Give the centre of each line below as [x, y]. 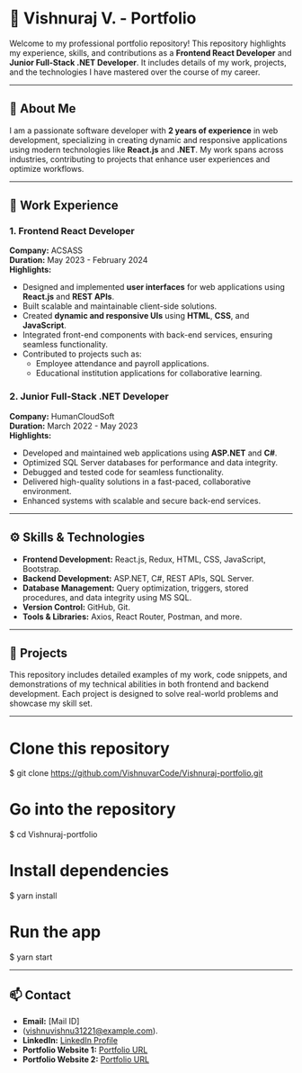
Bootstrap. [41, 568]
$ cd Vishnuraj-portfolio [53, 834]
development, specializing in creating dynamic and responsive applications [148, 140]
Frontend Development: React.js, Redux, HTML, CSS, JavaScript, [144, 559]
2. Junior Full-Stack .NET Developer [89, 397]
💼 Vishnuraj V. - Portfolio [103, 18]
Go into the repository [93, 810]
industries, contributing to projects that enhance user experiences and [140, 159]
